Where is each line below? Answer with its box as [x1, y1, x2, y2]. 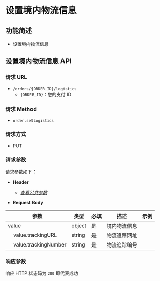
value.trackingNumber [13, 241, 67, 248]
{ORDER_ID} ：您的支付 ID [20, 91, 71, 97]
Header [12, 179, 29, 185]
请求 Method [5, 105, 37, 112]
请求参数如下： [5, 168, 37, 175]
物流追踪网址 [106, 232, 138, 239]
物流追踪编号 [106, 241, 138, 249]
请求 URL [5, 74, 27, 81]
